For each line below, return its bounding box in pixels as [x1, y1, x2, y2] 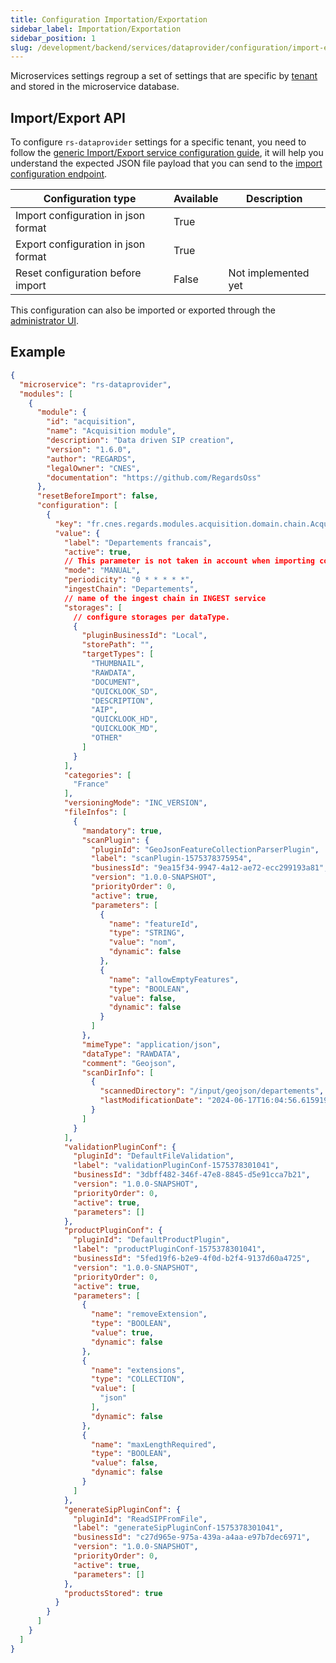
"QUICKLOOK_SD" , [90, 686, 159, 696]
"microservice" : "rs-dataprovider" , [19, 379, 172, 390]
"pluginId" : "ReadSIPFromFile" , [73, 1514, 208, 1524]
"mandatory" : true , [81, 826, 163, 836]
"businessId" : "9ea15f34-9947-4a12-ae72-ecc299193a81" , [90, 863, 329, 873]
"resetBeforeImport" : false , [36, 491, 159, 501]
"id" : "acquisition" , [46, 417, 137, 427]
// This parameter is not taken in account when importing [63, 556, 315, 566]
